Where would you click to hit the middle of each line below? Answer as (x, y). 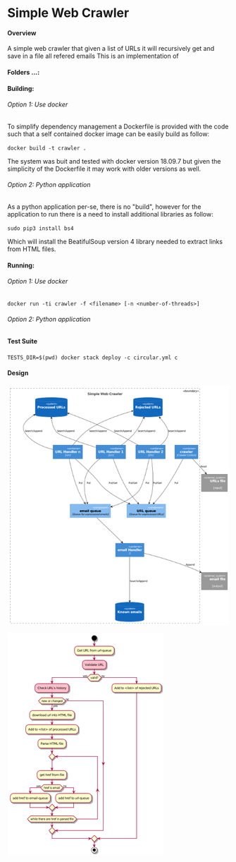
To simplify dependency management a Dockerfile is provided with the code (118, 126)
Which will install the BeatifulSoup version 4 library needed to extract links (115, 241)
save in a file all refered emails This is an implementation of (93, 56)
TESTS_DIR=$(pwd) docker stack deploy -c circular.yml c (93, 358)
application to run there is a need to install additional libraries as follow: (110, 214)
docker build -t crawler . (47, 148)
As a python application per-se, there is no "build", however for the (104, 207)
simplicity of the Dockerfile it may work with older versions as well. (104, 169)
